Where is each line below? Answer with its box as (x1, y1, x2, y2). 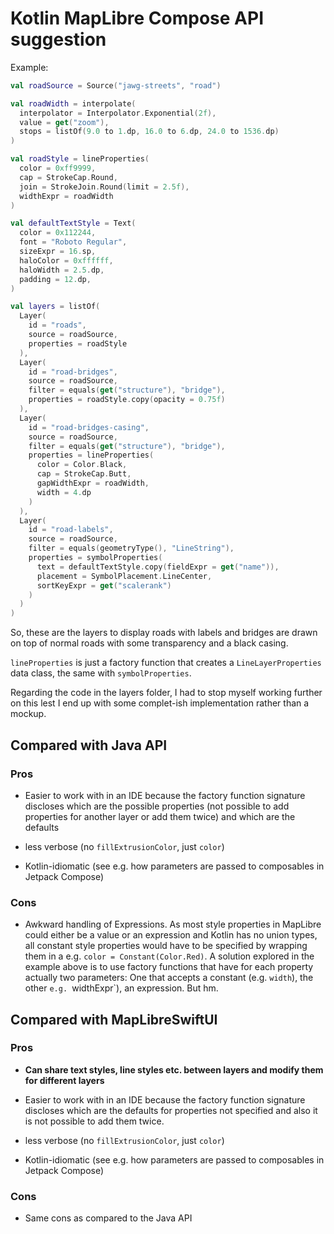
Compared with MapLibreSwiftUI (10, 1011, 218, 1028)
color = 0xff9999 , (19, 163, 97, 174)
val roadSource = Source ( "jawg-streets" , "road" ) (10, 80, 222, 91)
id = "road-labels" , (28, 525, 114, 535)
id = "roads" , (28, 320, 87, 331)
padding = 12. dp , (19, 274, 92, 284)
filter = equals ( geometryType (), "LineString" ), (28, 543, 235, 554)
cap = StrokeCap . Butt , (36, 469, 132, 479)
